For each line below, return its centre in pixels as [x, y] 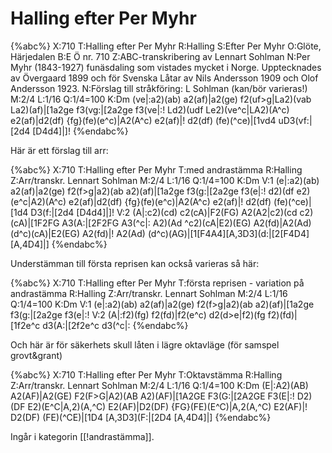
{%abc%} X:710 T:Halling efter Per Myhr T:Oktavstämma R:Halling [146, 374]
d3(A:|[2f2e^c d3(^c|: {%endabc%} [115, 325]
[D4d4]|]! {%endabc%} [80, 131]
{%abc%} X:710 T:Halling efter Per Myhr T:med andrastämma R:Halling [156, 169]
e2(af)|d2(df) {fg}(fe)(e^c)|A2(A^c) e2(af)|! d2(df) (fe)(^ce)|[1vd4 [143, 120]
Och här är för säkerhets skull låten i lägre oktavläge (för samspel [145, 344]
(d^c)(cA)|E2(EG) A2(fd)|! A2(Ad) [78, 233]
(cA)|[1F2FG [35, 223]
